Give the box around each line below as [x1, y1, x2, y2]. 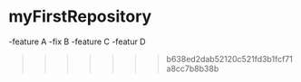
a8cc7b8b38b [166, 63, 219, 74]
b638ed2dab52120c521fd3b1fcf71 [166, 53, 294, 64]
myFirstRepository [8, 6, 152, 27]
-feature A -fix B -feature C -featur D [8, 36, 146, 47]
